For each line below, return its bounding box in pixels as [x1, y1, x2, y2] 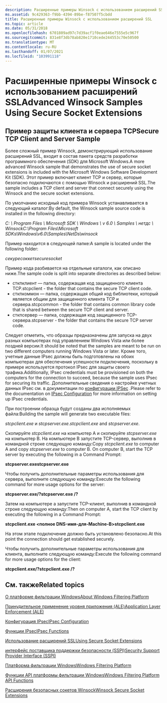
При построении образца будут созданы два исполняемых [5, 405, 131, 412]
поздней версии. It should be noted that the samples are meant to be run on [5, 343, 161, 349]
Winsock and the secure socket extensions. [5, 190, 94, 196]
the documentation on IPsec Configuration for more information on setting [5, 390, 157, 397]
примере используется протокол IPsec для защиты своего [5, 364, 130, 370]
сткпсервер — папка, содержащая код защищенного [12, 312, 126, 318]
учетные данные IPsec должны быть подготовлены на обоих [5, 353, 134, 359]
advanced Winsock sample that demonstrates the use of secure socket [5, 164, 151, 170]
